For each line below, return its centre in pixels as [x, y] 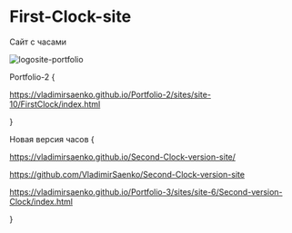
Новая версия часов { [52, 139]
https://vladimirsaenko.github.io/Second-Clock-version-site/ [123, 157]
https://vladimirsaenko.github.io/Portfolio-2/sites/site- [111, 94]
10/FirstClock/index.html [55, 104]
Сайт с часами [38, 42]
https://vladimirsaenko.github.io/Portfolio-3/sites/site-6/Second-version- [146, 191]
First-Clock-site [70, 17]
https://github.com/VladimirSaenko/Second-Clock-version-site [127, 174]
